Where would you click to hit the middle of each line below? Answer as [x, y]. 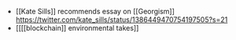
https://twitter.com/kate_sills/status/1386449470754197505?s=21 [122, 20]
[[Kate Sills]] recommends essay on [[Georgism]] [95, 11]
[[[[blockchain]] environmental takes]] [77, 28]
